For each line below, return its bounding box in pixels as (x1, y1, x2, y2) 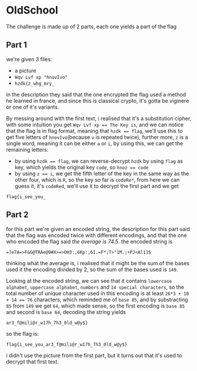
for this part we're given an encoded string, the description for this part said (6, 225, 190, 232)
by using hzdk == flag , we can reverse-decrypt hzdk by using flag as (14, 157, 183, 165)
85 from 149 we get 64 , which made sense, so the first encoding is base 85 (6, 302, 185, 309)
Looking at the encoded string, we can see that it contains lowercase (6, 277, 172, 284)
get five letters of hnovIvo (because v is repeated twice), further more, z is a (6, 133, 188, 141)
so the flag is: (6, 330, 39, 337)
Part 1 (6, 40, 28, 50)
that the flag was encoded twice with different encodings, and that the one (6, 232, 187, 239)
